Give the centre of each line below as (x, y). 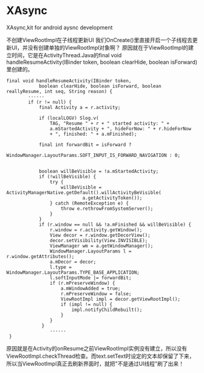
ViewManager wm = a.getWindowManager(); (101, 246)
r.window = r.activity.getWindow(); (96, 230)
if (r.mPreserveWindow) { (82, 283)
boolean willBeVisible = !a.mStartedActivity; (99, 171)
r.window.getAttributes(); (40, 256)
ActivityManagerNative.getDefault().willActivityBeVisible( (84, 192)
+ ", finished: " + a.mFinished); (93, 134)
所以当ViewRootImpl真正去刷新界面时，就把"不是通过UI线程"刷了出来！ (95, 363)
